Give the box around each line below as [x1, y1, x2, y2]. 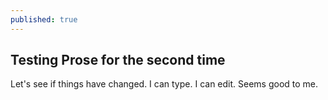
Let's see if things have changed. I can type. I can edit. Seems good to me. [10, 78, 319, 90]
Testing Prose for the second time [10, 52, 226, 69]
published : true [10, 14, 78, 25]
